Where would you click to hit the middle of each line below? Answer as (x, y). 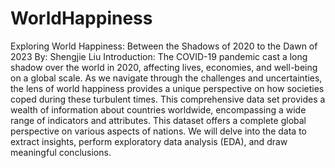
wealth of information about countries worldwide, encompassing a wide (158, 109)
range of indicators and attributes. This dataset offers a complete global (158, 120)
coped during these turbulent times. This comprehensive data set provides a (168, 99)
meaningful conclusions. (61, 152)
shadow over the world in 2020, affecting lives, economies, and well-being (164, 67)
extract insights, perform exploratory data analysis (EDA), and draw (149, 141)
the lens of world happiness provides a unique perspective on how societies (167, 88)
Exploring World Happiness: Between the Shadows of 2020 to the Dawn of (164, 46)
